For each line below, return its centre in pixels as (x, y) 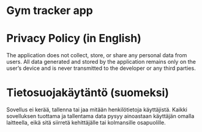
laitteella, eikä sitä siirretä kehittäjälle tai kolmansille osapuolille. (86, 123)
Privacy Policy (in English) (74, 39)
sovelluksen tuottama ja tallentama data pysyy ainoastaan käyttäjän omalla (100, 116)
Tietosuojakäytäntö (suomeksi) (88, 93)
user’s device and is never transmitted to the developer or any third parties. (101, 68)
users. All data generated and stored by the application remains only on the (101, 62)
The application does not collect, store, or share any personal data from (97, 55)
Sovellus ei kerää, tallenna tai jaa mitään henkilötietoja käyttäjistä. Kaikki (97, 109)
